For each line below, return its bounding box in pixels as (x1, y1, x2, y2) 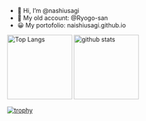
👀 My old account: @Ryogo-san (17, 14, 109, 22)
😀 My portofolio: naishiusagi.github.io (17, 21, 127, 29)
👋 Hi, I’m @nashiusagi (17, 7, 80, 14)
